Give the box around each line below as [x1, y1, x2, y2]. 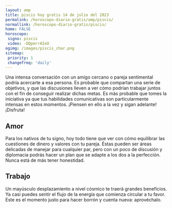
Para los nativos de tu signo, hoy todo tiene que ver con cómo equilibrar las [5, 136, 165, 142]
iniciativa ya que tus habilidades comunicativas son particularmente [5, 96, 149, 102]
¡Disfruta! [5, 107, 25, 113]
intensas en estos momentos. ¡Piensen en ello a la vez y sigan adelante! [5, 101, 157, 108]
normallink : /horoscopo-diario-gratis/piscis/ [5, 22, 107, 27]
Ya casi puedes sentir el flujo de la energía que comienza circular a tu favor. [5, 191, 166, 197]
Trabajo [5, 172, 31, 181]
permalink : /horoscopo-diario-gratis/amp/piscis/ [5, 17, 114, 22]
